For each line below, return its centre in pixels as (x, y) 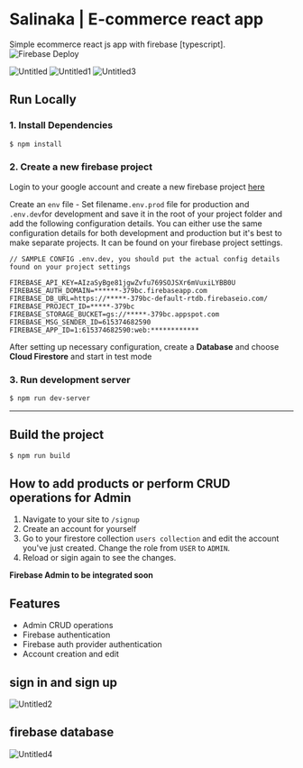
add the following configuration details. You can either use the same (136, 223)
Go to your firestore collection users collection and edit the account (151, 539)
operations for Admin (70, 498)
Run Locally (43, 100)
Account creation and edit (71, 654)
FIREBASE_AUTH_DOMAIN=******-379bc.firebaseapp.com (108, 290)
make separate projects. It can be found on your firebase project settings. (146, 242)
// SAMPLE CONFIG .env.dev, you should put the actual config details (145, 259)
